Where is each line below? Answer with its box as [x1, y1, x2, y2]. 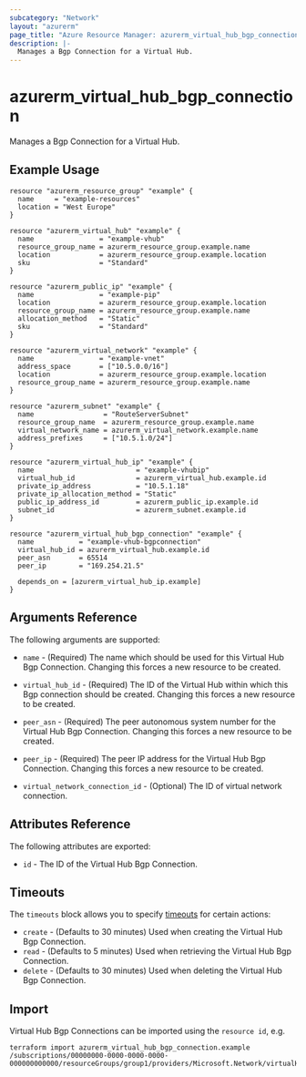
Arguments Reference [9, 610, 138, 625]
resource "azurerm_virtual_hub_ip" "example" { [9, 457, 194, 467]
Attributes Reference [9, 816, 131, 832]
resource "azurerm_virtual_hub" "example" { [9, 226, 181, 235]
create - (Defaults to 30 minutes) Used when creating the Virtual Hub [22, 927, 283, 938]
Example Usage [9, 162, 100, 178]
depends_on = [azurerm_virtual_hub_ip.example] [17, 577, 202, 586]
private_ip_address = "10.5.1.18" [17, 481, 189, 490]
